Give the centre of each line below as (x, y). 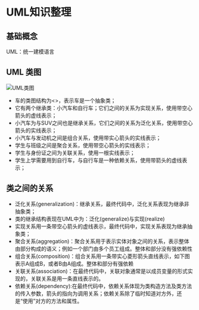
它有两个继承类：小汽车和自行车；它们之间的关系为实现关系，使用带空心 (103, 108)
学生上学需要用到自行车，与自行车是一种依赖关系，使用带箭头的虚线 (98, 160)
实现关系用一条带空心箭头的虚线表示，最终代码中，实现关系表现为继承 (101, 226)
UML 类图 (24, 72)
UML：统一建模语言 (30, 52)
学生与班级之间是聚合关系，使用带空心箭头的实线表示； (83, 145)
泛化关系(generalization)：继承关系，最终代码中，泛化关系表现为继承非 (102, 204)
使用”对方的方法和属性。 (52, 301)
